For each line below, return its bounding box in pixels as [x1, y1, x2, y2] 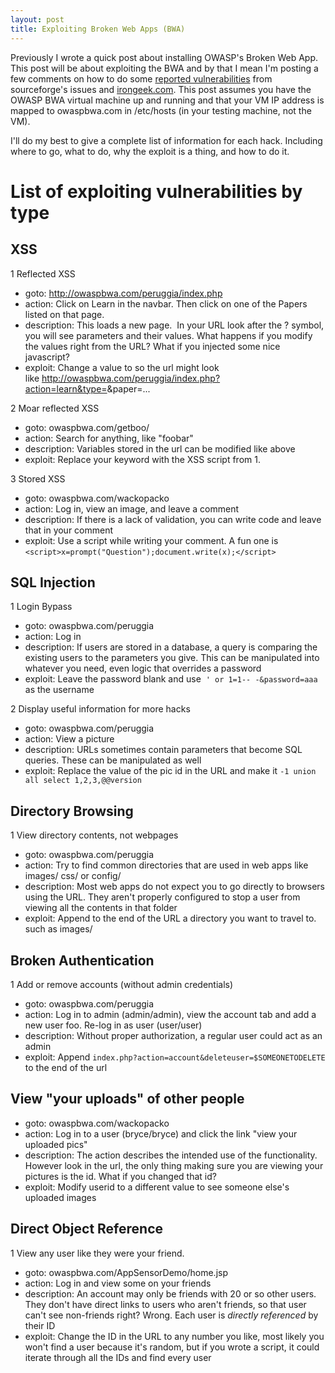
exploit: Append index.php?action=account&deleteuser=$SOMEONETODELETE [24, 1051, 326, 1063]
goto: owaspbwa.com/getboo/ [24, 421, 150, 433]
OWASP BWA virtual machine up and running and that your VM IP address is [10, 94, 325, 106]
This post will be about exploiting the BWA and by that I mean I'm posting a [10, 62, 319, 74]
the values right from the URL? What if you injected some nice [24, 340, 281, 352]
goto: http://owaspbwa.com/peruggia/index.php [24, 287, 223, 299]
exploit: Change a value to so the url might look [24, 361, 220, 373]
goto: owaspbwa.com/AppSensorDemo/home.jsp [24, 1266, 228, 1278]
